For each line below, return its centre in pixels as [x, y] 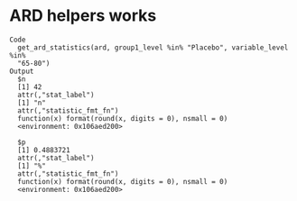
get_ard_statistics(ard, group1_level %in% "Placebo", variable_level [153, 47]
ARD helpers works [83, 16]
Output [22, 71]
